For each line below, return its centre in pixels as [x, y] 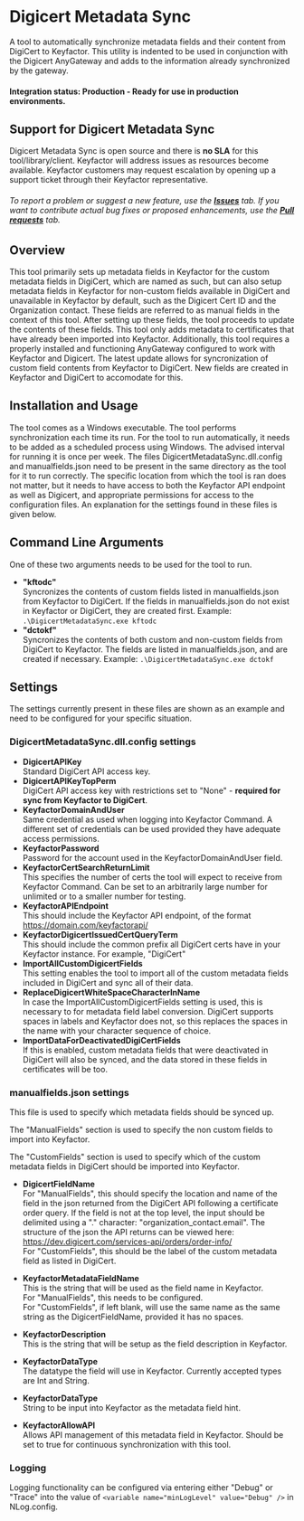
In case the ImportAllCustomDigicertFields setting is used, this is [142, 1002]
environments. [38, 100]
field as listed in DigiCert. [69, 1261]
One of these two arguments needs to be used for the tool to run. [131, 564]
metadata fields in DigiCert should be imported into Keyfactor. [124, 1167]
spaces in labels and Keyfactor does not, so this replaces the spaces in [155, 1021]
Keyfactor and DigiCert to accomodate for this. [96, 377]
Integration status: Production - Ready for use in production [124, 91]
